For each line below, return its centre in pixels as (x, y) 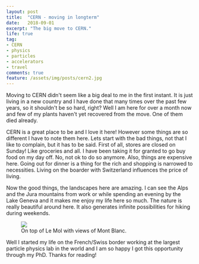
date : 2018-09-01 (30, 23)
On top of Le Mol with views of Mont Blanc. (74, 231)
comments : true (25, 73)
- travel (17, 67)
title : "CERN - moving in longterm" (53, 17)
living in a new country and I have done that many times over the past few (97, 101)
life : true (20, 34)
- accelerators (25, 61)
